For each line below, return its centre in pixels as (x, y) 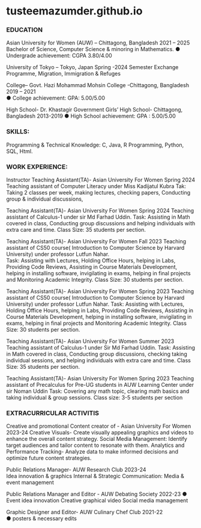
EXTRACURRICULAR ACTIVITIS (53, 413)
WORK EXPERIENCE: (37, 166)
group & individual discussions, (45, 199)
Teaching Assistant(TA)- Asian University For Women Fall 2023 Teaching (96, 241)
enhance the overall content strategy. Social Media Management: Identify (97, 439)
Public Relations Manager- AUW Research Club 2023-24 (76, 470)
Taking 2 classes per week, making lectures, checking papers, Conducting (98, 193)
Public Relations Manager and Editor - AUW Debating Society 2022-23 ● (97, 494)
